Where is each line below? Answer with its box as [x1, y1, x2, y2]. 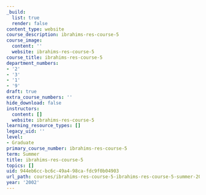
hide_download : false [6, 100, 62, 106]
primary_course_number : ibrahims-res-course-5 [6, 145, 128, 152]
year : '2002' [6, 180, 40, 186]
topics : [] [6, 163, 34, 169]
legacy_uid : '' [6, 128, 45, 134]
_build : [6, 9, 26, 15]
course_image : [6, 37, 43, 43]
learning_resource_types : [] [6, 123, 81, 129]
